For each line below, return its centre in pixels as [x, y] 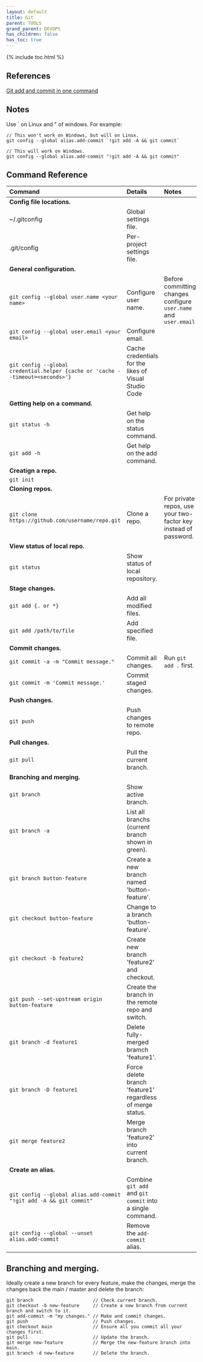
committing [180, 286]
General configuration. [43, 269]
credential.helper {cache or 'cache [62, 371]
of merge [140, 1105]
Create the [142, 987]
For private [179, 499]
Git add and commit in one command [52, 91]
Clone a [137, 514]
